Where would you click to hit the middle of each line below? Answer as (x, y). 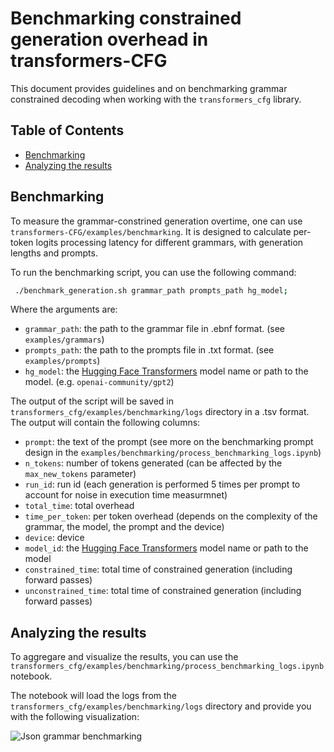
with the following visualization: (75, 717)
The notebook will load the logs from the (94, 696)
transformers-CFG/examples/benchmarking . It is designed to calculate (151, 231)
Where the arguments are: (64, 309)
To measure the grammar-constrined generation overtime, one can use (156, 221)
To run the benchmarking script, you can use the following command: (153, 272)
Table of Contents (67, 130)
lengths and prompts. (54, 253)
